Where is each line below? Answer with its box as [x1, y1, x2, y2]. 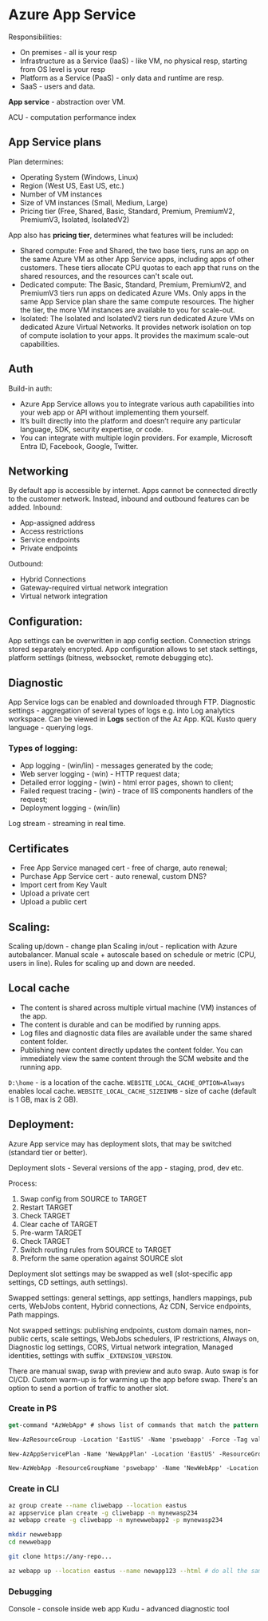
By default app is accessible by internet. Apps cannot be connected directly [8, 486, 258, 495]
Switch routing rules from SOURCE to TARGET [19, 1245, 171, 1254]
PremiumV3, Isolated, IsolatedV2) [19, 214, 130, 224]
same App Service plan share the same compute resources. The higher [19, 296, 254, 306]
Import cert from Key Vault [19, 880, 108, 890]
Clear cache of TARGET [19, 1219, 98, 1229]
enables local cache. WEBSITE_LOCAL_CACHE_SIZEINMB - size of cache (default [8, 1086, 257, 1095]
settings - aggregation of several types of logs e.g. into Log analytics [8, 705, 235, 715]
